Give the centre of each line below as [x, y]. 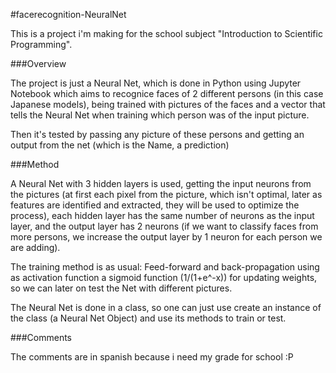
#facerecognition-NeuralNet [68, 14]
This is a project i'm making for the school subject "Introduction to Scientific [166, 33]
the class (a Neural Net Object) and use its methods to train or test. [148, 318]
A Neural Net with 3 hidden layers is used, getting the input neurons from [161, 183]
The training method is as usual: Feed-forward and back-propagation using [165, 267]
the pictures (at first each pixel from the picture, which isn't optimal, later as [166, 194]
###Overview [38, 63]
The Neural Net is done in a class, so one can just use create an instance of [166, 307]
